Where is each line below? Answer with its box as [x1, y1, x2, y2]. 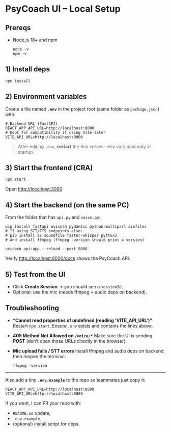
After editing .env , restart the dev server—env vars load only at [17, 143, 151, 149]
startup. [17, 149, 35, 155]
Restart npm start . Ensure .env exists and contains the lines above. [12, 322, 153, 329]
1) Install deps [5, 65, 50, 74]
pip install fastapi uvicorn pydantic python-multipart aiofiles [5, 224, 147, 229]
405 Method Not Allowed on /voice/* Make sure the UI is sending [12, 332, 153, 339]
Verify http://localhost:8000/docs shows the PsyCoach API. [5, 255, 131, 261]
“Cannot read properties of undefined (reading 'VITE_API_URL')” [12, 317, 153, 323]
